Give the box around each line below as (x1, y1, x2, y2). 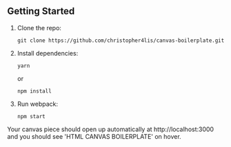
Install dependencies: (17, 49, 79, 57)
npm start (17, 113, 46, 120)
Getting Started (7, 5, 75, 17)
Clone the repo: (17, 23, 62, 32)
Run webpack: (17, 100, 59, 108)
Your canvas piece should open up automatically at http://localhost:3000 (7, 125, 214, 133)
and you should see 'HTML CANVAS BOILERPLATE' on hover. (7, 132, 181, 140)
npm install (17, 87, 52, 95)
